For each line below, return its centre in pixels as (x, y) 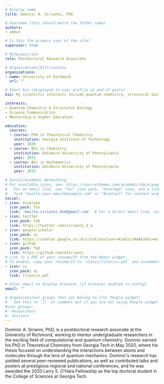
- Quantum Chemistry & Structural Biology (49, 108)
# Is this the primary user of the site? (48, 41)
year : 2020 (25, 144)
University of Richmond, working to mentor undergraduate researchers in (79, 335)
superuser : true (21, 45)
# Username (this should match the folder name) (55, 23)
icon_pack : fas (25, 207)
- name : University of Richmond (38, 77)
